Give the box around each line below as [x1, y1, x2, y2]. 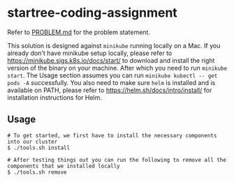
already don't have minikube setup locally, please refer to [7, 49, 173, 57]
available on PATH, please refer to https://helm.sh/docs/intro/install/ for [7, 86, 212, 94]
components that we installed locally [7, 162, 120, 169]
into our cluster [7, 138, 58, 145]
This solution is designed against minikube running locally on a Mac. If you [7, 41, 221, 50]
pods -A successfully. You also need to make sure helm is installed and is [7, 78, 216, 86]
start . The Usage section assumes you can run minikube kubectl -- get [7, 71, 218, 79]
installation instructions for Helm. [7, 93, 103, 102]
